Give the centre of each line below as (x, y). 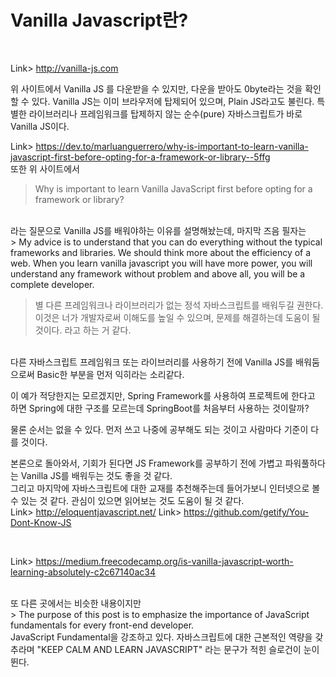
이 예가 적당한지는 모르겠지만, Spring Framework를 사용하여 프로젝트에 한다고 (163, 395)
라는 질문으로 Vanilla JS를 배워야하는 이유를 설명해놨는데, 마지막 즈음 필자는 (158, 230)
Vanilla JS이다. (40, 126)
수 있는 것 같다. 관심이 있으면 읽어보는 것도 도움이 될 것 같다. (127, 500)
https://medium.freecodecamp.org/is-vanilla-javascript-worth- (164, 561)
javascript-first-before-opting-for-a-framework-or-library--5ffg (140, 157)
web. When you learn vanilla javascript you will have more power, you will (161, 263)
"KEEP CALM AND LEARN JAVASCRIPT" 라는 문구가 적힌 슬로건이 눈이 (178, 649)
